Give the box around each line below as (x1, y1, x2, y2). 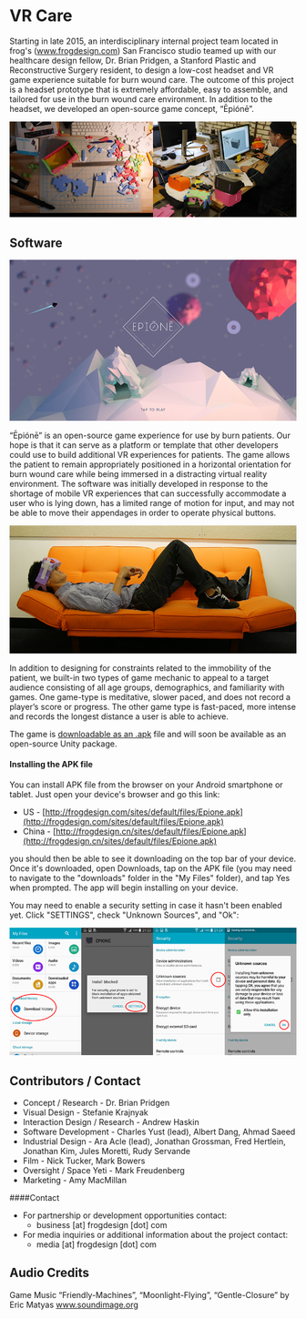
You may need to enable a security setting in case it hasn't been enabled (9, 899, 282, 910)
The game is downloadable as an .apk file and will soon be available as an (9, 728, 287, 739)
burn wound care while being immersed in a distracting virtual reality (9, 469, 268, 480)
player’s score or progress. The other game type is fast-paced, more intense (9, 701, 296, 712)
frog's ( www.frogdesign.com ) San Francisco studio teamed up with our (9, 45, 277, 56)
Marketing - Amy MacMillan (22, 1175, 127, 1185)
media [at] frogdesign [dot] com (36, 1239, 158, 1250)
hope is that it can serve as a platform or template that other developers (9, 440, 280, 451)
